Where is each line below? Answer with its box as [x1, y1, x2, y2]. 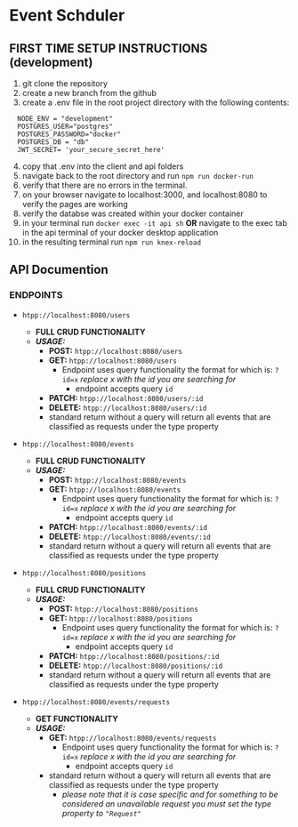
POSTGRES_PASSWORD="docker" [17, 130, 122, 139]
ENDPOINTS [9, 289, 64, 301]
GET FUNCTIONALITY [35, 713, 118, 724]
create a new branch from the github [21, 88, 157, 98]
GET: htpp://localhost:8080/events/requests [48, 732, 217, 743]
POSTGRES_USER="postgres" [17, 122, 114, 131]
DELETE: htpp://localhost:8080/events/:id [48, 531, 211, 542]
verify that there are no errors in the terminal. [21, 180, 188, 190]
